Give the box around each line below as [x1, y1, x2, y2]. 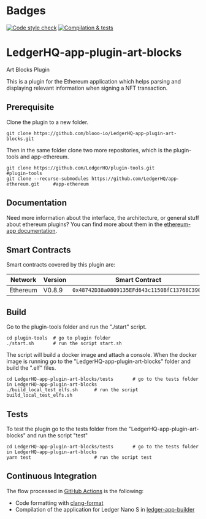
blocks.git [6, 136, 34, 142]
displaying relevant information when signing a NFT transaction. [6, 84, 168, 92]
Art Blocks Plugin [6, 66, 50, 73]
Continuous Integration [6, 471, 97, 482]
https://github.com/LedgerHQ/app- [91, 176, 180, 182]
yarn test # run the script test [6, 454, 152, 461]
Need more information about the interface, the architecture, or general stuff [6, 214, 199, 221]
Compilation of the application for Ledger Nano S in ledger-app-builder [15, 505, 195, 513]
